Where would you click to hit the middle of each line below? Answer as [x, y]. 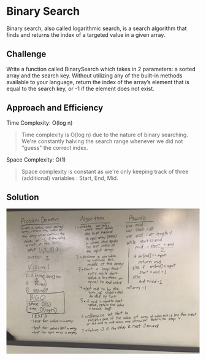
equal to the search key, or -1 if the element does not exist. [80, 88]
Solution [23, 197]
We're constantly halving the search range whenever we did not [102, 141]
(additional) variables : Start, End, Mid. [70, 178]
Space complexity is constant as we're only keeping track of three [105, 171]
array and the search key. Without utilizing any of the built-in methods [94, 76]
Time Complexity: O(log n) [40, 123]
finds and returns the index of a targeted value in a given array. [86, 34]
